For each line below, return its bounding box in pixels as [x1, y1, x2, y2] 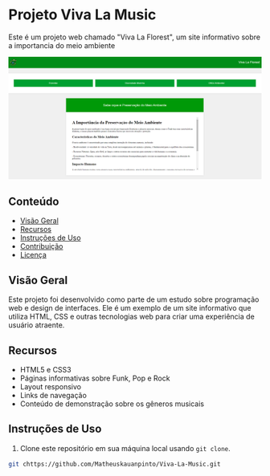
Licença [19, 250, 47, 260]
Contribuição [19, 242, 63, 251]
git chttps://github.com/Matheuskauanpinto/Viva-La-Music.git [8, 460, 221, 468]
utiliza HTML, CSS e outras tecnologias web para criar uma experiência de [8, 311, 255, 322]
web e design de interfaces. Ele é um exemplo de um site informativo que [8, 303, 252, 313]
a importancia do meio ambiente [8, 40, 116, 50]
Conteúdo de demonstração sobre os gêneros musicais [19, 399, 205, 409]
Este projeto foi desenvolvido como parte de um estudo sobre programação [8, 295, 260, 304]
